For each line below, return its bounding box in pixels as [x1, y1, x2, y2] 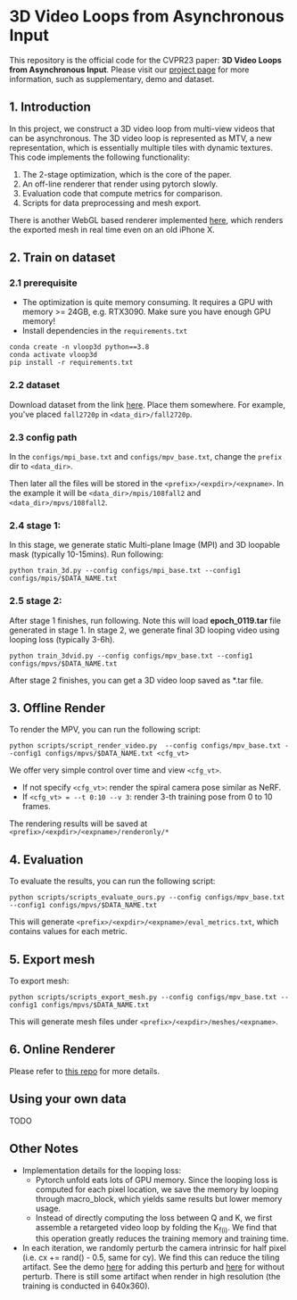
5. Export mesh [9, 952, 95, 967]
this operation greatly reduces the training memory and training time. [35, 1233, 289, 1244]
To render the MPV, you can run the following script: [9, 725, 201, 735]
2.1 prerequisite [9, 277, 78, 289]
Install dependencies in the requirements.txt [21, 326, 188, 336]
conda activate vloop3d [9, 351, 98, 360]
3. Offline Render [9, 700, 105, 716]
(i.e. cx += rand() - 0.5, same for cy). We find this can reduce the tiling [21, 1252, 280, 1263]
